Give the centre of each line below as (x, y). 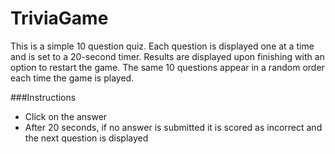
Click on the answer (66, 116)
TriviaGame (59, 18)
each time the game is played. (72, 78)
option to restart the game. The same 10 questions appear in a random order (167, 67)
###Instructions (43, 97)
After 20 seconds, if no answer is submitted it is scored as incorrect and (173, 127)
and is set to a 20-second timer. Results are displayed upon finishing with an (167, 56)
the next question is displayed (86, 138)
